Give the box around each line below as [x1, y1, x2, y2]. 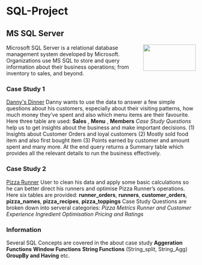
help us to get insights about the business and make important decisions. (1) [6, 124, 195, 131]
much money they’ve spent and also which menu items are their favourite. [6, 111, 189, 119]
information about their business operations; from [6, 63, 129, 70]
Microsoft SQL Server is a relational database [6, 44, 118, 51]
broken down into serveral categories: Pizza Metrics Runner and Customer [6, 204, 192, 211]
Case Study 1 [6, 84, 45, 93]
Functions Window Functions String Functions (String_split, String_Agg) [6, 245, 188, 252]
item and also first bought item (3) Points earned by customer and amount [6, 137, 190, 144]
